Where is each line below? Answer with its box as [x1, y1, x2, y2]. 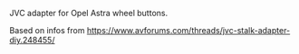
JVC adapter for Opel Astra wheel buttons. [9, 8, 169, 18]
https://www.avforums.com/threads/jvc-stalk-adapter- [86, 25, 291, 35]
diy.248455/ [9, 35, 55, 45]
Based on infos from [9, 25, 85, 35]
